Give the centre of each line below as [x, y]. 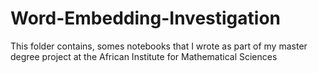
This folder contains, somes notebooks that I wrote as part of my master [159, 46]
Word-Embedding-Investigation [145, 18]
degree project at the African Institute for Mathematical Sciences [144, 56]
